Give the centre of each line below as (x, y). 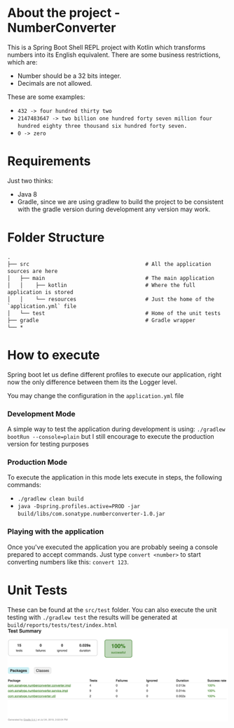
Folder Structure (56, 238)
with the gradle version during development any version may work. (114, 209)
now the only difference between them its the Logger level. (92, 382)
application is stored (40, 292)
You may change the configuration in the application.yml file (96, 395)
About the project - (64, 13)
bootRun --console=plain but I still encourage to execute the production (111, 437)
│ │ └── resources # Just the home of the (111, 299)
